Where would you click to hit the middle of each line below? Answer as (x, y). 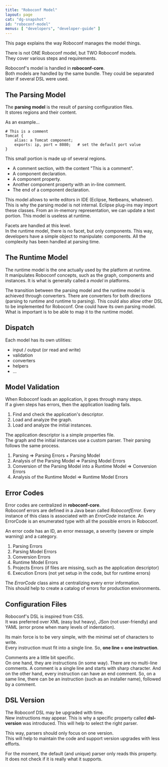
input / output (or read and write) (47, 350)
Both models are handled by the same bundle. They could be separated (80, 73)
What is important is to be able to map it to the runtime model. (69, 312)
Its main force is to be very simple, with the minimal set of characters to (79, 637)
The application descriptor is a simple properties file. (60, 435)
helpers (20, 366)
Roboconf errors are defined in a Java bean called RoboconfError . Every (80, 510)
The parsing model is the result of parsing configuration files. (69, 107)
